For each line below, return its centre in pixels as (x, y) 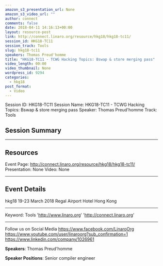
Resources (22, 152)
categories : (17, 77)
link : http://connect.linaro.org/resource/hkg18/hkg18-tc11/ (68, 37)
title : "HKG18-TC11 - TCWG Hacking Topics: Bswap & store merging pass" (80, 59)
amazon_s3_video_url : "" (30, 14)
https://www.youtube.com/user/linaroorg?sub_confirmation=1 (66, 234)
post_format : (18, 86)
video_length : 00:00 (26, 64)
